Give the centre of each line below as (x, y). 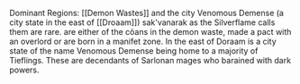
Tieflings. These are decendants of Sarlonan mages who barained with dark (150, 60)
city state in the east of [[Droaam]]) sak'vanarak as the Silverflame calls (142, 22)
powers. (24, 70)
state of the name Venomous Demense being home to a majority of (134, 51)
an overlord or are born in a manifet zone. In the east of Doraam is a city (143, 41)
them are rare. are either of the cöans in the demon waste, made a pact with (150, 32)
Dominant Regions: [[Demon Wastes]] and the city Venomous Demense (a (146, 13)
